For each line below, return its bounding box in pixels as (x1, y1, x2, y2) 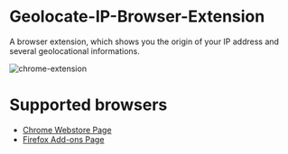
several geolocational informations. (9, 45, 140, 56)
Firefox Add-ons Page (22, 133, 105, 145)
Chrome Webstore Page (22, 124, 112, 135)
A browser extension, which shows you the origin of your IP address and (9, 36, 280, 47)
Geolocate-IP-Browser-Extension (9, 6, 265, 27)
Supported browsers (9, 95, 168, 115)
